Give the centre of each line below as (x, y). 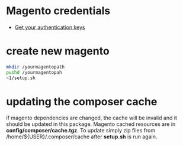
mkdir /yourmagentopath (36, 67)
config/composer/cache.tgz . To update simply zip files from (81, 131)
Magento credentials (58, 11)
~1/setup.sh (21, 78)
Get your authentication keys (50, 27)
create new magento (58, 51)
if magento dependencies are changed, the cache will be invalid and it (92, 118)
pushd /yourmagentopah (34, 72)
